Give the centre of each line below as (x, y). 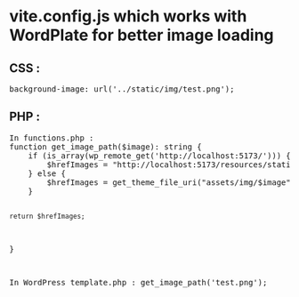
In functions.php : (52, 138)
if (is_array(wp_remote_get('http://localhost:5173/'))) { (159, 156)
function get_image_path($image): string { (105, 147)
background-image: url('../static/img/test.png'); (122, 89)
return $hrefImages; (48, 216)
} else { (47, 173)
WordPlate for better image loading (141, 35)
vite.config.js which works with (128, 16)
